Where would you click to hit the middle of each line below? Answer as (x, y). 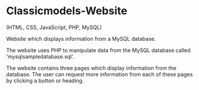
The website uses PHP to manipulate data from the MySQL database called (98, 50)
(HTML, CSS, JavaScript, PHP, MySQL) (54, 27)
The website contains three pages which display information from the (91, 68)
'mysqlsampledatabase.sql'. (40, 56)
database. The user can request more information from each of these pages (99, 74)
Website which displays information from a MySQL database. (81, 38)
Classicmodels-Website (67, 11)
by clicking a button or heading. (45, 81)
